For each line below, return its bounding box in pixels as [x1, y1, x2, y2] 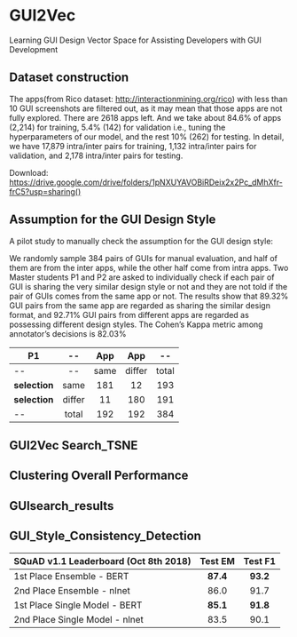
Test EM [199, 554, 235, 567]
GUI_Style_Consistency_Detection [9, 529, 202, 544]
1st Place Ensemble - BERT [13, 569, 129, 582]
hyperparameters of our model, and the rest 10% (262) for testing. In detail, [9, 131, 285, 142]
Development [9, 44, 59, 54]
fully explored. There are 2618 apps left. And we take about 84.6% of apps [9, 112, 282, 123]
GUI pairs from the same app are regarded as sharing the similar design [9, 299, 270, 311]
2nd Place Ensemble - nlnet [13, 584, 130, 596]
